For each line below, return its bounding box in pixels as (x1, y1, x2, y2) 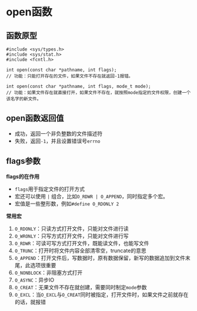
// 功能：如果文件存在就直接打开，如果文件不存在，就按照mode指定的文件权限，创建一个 (6, 90, 191, 96)
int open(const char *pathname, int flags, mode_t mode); (6, 83, 151, 89)
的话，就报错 (14, 298, 46, 305)
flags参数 (6, 156, 41, 166)
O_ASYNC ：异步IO (14, 276, 55, 283)
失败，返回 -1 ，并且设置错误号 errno (14, 137, 101, 144)
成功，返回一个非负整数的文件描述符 (14, 130, 103, 137)
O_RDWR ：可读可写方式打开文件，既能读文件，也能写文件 (14, 239, 149, 246)
